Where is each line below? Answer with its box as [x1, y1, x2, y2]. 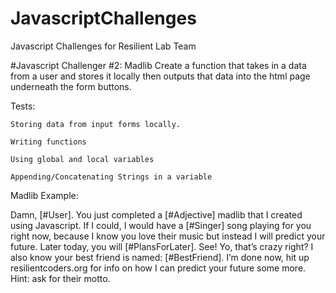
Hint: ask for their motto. [10, 272, 111, 284]
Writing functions [10, 137, 87, 147]
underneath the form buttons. [10, 80, 132, 92]
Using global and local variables [10, 154, 155, 164]
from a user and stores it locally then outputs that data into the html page [10, 70, 311, 82]
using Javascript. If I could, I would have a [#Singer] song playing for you [10, 219, 312, 231]
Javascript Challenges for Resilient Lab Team [10, 40, 197, 52]
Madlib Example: [10, 189, 79, 201]
